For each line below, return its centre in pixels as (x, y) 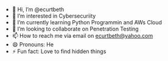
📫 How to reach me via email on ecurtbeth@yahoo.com (82, 36)
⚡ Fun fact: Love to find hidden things (59, 51)
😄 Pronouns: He (33, 45)
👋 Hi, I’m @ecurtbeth (38, 9)
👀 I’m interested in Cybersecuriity (54, 16)
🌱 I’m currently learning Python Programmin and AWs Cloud (87, 22)
